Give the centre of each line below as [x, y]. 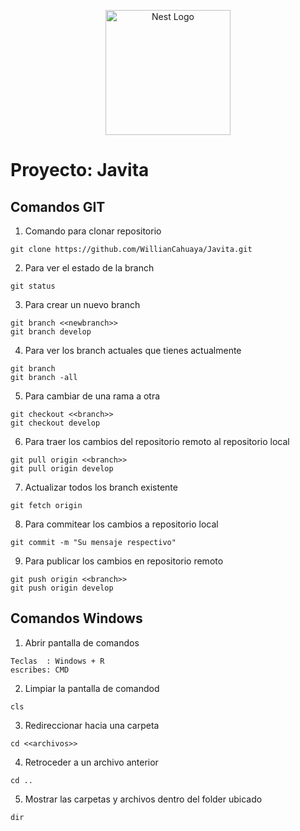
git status [33, 286]
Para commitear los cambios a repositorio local [121, 524]
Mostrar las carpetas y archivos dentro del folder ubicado [143, 799]
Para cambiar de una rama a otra [92, 396]
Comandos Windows [76, 618]
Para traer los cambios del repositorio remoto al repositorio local [157, 441]
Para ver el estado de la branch [89, 268]
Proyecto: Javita [80, 170]
